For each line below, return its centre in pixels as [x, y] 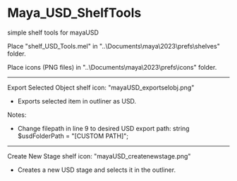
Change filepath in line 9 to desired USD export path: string [103, 128]
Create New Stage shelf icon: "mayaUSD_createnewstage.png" [99, 156]
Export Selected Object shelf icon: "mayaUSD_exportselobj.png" [101, 87]
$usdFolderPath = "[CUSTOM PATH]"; [73, 136]
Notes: [17, 115]
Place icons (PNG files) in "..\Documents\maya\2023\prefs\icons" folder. [112, 67]
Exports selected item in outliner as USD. [77, 101]
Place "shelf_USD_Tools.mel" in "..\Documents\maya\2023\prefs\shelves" [114, 46]
